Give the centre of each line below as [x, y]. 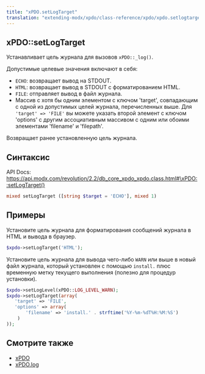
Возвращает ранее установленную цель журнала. [72, 138]
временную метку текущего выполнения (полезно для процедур [91, 272]
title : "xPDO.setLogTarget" [42, 12]
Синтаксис [28, 157]
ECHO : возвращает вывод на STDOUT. [63, 81]
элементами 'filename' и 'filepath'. [59, 127]
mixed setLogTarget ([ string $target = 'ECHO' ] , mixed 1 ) [81, 196]
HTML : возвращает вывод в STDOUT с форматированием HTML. [98, 87]
